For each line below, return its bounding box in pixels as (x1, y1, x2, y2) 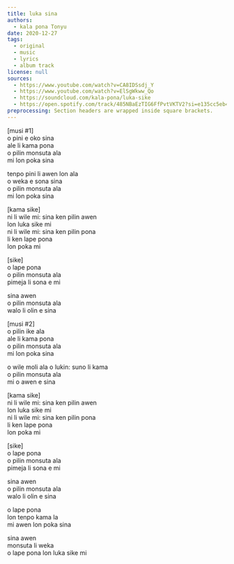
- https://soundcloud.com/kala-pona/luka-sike (13, 95, 151, 102)
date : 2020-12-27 (7, 29, 58, 37)
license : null (7, 68, 49, 75)
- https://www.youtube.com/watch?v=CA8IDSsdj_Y (13, 81, 155, 88)
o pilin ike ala (7, 327, 45, 335)
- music (13, 49, 36, 56)
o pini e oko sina (7, 134, 54, 142)
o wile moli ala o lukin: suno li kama (7, 363, 109, 371)
